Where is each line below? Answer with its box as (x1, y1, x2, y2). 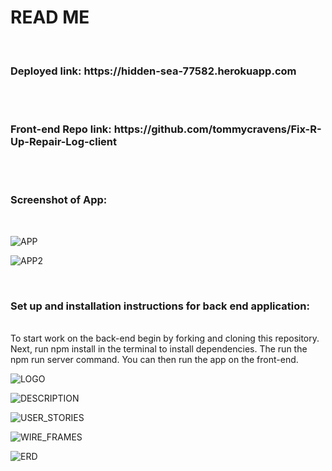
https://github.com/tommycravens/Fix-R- (113, 122, 322, 136)
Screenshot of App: (10, 193, 108, 207)
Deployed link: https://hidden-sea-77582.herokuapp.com (10, 64, 297, 78)
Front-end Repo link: (10, 122, 112, 136)
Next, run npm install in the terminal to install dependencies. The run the (10, 343, 308, 355)
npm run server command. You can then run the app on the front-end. (10, 354, 299, 366)
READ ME (10, 6, 90, 29)
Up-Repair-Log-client (10, 135, 118, 149)
